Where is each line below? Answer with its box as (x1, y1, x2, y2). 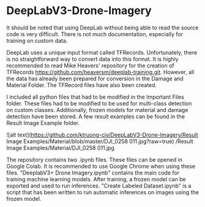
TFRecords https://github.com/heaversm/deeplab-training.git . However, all (6, 68, 195, 75)
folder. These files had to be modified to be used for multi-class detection (6, 99, 192, 107)
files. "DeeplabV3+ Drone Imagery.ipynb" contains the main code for (6, 169, 179, 176)
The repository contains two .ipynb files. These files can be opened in (6, 156, 182, 163)
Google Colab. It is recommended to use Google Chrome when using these (6, 162, 196, 170)
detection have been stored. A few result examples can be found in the (6, 113, 185, 120)
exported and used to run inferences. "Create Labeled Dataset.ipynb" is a (6, 182, 192, 189)
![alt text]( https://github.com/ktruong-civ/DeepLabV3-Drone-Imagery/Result (6, 131, 198, 138)
